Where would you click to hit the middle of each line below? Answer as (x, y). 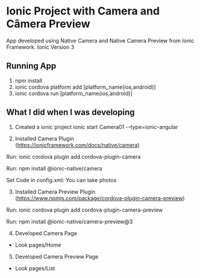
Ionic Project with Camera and (83, 11)
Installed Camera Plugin (44, 138)
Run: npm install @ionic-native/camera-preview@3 (70, 221)
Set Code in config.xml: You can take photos (61, 180)
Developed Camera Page (46, 233)
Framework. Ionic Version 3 (40, 47)
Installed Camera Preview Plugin (55, 192)
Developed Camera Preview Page (57, 256)
